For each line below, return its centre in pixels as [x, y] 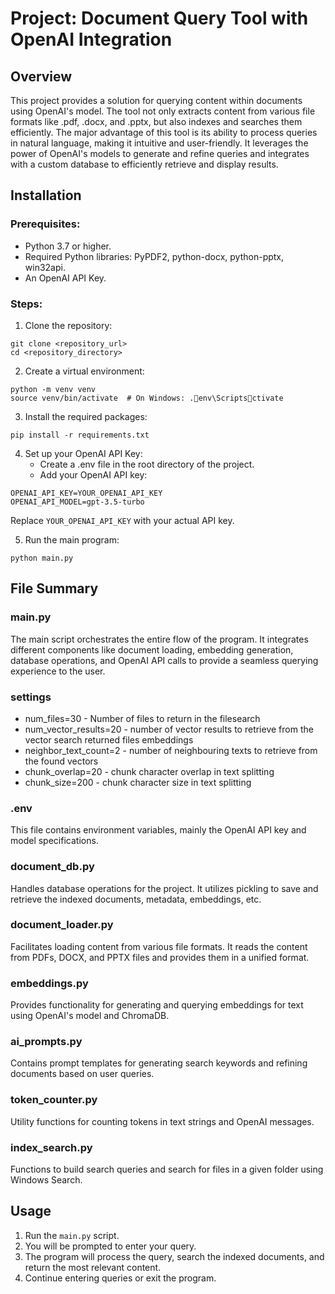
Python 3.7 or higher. [68, 246]
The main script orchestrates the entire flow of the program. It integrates [159, 639]
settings [31, 697]
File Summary [54, 588]
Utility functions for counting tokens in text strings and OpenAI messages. [162, 1121]
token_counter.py [54, 1100]
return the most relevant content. [93, 1267]
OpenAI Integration [91, 39]
